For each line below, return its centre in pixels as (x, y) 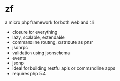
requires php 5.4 (29, 73)
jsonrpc (20, 47)
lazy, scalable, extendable (38, 37)
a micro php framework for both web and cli (50, 22)
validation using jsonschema (41, 53)
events (19, 58)
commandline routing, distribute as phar (53, 42)
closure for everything (35, 32)
